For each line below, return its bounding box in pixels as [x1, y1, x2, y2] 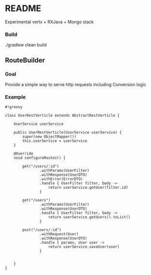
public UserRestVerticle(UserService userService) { [14, 130, 122, 135]
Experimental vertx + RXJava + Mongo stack [5, 19, 94, 25]
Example [5, 93, 26, 100]
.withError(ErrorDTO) [39, 177, 83, 182]
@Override [14, 151, 34, 156]
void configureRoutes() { [14, 155, 66, 160]
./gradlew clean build [5, 42, 47, 48]
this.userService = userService [22, 138, 88, 143]
